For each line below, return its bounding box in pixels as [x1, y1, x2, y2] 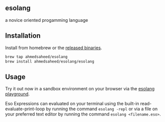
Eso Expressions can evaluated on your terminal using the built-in [5, 101, 139, 107]
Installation [5, 32, 41, 40]
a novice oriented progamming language [5, 17, 88, 23]
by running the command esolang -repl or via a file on [46, 106, 158, 112]
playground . [5, 91, 30, 97]
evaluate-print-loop [5, 106, 45, 112]
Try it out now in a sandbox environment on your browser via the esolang [5, 86, 155, 92]
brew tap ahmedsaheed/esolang [5, 54, 68, 59]
